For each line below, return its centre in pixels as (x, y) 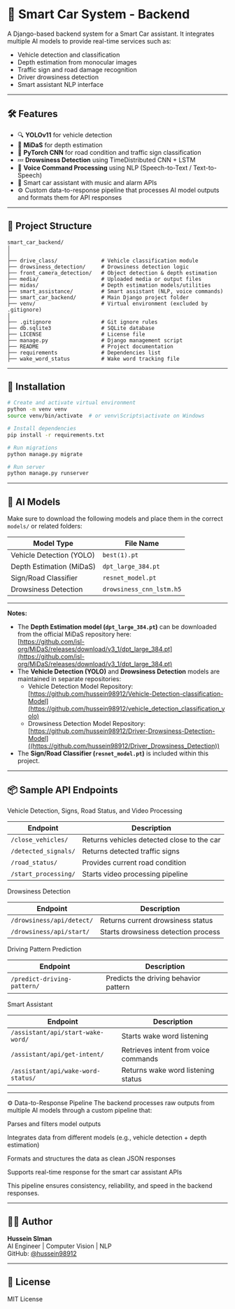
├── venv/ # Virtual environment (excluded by (108, 303)
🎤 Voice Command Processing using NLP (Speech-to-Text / (105, 167)
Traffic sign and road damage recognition (77, 69)
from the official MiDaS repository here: (74, 634)
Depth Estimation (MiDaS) (53, 567)
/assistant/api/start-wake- (57, 1032)
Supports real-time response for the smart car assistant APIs (95, 1172)
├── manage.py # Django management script (95, 340)
